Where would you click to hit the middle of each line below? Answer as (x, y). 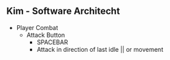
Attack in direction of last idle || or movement (100, 49)
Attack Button (46, 35)
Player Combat (37, 27)
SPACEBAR (52, 42)
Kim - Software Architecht (63, 11)
